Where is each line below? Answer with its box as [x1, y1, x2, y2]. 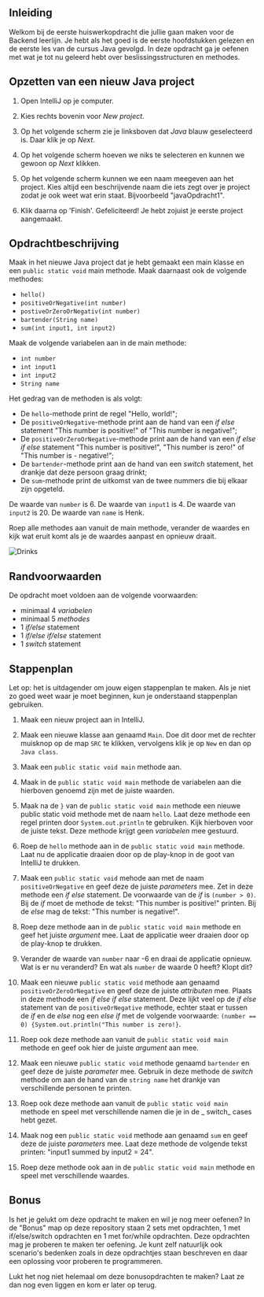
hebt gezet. [20, 1115, 58, 1125]
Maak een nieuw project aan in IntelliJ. [20, 715, 145, 725]
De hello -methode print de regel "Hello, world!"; [20, 409, 178, 419]
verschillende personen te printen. [20, 1084, 132, 1093]
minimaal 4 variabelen [20, 606, 93, 615]
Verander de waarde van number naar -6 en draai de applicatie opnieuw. [20, 954, 252, 963]
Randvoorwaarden [9, 570, 102, 583]
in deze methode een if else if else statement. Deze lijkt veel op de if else [20, 995, 257, 1004]
